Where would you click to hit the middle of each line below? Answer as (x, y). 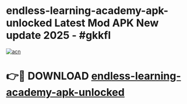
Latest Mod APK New (107, 23)
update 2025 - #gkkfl (59, 35)
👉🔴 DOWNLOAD (47, 76)
